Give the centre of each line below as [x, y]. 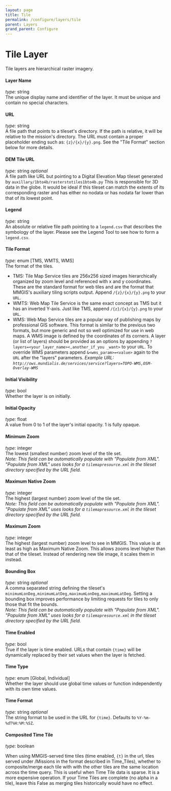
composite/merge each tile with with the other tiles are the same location [82, 767]
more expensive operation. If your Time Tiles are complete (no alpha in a [82, 778]
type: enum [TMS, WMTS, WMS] [40, 261]
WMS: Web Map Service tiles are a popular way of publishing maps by [87, 320]
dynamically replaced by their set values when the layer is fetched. [76, 655]
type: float [16, 419]
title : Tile [18, 15]
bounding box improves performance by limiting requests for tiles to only [82, 599]
